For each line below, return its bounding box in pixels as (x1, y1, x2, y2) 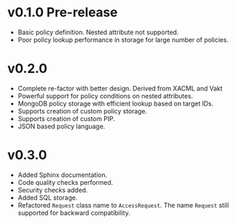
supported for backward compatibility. (17, 208, 130, 217)
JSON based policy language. (17, 122, 106, 131)
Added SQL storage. (17, 193, 78, 202)
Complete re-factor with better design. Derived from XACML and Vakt (17, 83, 223, 93)
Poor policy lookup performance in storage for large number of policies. (17, 35, 229, 44)
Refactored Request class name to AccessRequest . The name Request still (17, 200, 230, 209)
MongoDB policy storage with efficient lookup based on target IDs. (17, 99, 214, 108)
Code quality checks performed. (17, 178, 113, 186)
